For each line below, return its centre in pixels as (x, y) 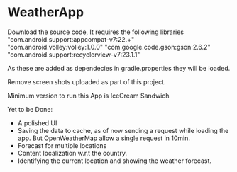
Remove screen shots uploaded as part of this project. (87, 81)
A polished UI (37, 123)
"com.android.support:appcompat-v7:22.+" (71, 39)
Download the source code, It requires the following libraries (96, 32)
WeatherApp (45, 12)
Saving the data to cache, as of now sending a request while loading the (123, 130)
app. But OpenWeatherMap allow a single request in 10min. (104, 138)
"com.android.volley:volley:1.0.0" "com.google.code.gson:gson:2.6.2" (109, 47)
